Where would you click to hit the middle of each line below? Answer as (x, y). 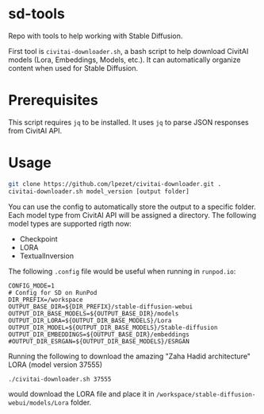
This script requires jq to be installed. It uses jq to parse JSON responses (128, 122)
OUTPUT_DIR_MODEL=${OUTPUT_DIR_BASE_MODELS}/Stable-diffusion (113, 327)
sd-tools (37, 14)
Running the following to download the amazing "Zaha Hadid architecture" (130, 356)
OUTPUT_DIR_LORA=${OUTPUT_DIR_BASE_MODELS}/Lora (90, 320)
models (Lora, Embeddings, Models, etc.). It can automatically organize (124, 60)
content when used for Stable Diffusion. (73, 68)
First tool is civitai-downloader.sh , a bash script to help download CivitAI (128, 51)
